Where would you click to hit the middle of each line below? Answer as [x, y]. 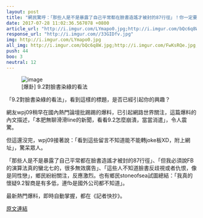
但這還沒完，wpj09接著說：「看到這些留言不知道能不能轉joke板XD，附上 [96, 140]
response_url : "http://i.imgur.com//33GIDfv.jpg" [70, 34]
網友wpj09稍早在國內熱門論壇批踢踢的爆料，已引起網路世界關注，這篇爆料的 [101, 112]
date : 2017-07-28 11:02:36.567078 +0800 [58, 23]
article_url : [23, 29]
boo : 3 [14, 57]
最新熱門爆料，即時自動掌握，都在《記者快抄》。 [66, 196]
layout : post [23, 12]
